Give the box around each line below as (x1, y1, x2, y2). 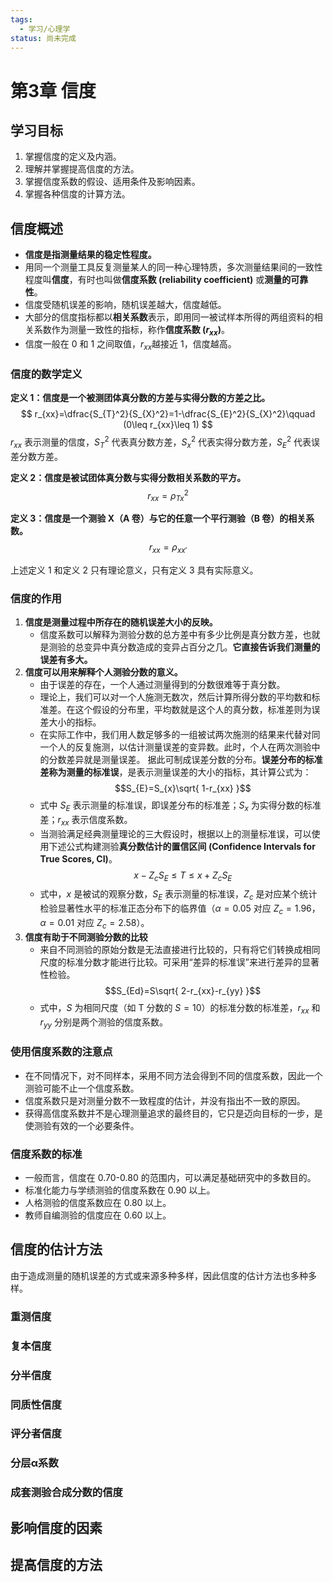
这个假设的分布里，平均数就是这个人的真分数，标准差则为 (74, 704, 312, 716)
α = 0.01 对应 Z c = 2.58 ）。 (39, 917, 150, 931)
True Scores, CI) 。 (39, 852, 118, 865)
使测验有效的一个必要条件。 (24, 1119, 140, 1131)
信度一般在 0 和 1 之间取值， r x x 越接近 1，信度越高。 (24, 337, 237, 352)
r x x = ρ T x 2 (147, 487, 189, 503)
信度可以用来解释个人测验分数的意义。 (24, 666, 183, 678)
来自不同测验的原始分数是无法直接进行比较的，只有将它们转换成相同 (39, 943, 321, 955)
